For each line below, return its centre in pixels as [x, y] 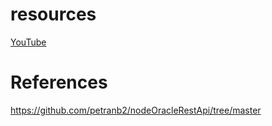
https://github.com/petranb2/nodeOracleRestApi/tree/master [136, 110]
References [59, 82]
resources [53, 14]
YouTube [28, 42]
